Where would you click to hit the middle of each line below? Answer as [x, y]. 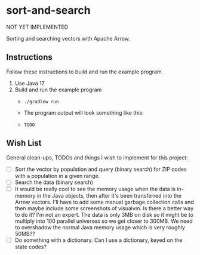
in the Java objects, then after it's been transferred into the [109, 195]
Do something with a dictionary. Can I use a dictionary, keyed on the [99, 240]
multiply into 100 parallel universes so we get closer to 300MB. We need [104, 221]
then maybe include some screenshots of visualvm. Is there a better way [104, 208]
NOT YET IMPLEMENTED [37, 27]
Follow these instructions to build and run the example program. [85, 72]
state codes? [30, 247]
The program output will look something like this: [84, 113]
